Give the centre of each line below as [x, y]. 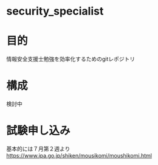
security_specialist [55, 11]
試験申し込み [39, 131]
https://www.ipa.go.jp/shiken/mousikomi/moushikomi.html [79, 156]
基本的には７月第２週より [38, 149]
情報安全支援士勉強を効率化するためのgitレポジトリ [71, 59]
